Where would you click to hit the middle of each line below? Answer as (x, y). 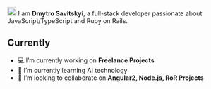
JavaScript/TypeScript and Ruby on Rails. (68, 21)
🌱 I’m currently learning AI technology (72, 70)
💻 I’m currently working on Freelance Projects (86, 60)
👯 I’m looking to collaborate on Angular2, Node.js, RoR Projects (110, 78)
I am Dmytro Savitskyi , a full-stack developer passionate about (110, 13)
